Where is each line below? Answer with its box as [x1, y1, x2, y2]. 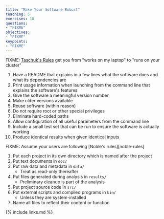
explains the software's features [12, 87, 78, 93]
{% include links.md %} [5, 209, 53, 215]
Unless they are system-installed [20, 194, 87, 200]
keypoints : [5, 39, 28, 44]
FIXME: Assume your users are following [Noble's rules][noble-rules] [5, 143, 145, 149]
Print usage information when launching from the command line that [12, 82, 150, 88]
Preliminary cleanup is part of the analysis [20, 179, 105, 185]
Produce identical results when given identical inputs [12, 134, 119, 140]
